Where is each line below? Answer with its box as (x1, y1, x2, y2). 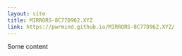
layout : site (7, 10, 46, 17)
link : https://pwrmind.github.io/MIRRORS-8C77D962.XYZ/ (7, 23, 175, 30)
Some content (7, 43, 48, 51)
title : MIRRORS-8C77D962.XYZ (7, 17, 93, 24)
